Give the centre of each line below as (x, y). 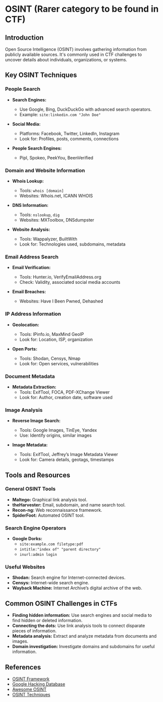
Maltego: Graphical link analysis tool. (50, 500)
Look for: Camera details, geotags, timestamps (67, 460)
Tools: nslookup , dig (39, 215)
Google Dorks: (27, 539)
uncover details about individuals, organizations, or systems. (66, 60)
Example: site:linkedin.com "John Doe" (60, 114)
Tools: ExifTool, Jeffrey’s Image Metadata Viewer (69, 454)
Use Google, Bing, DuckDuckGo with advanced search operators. (85, 109)
